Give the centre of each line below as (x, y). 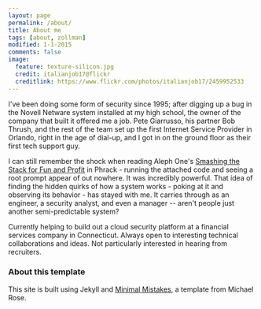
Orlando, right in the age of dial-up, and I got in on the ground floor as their (130, 137)
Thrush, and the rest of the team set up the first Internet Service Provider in (130, 129)
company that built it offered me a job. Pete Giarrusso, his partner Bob (122, 121)
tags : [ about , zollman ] (47, 37)
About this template (47, 272)
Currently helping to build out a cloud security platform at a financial (119, 226)
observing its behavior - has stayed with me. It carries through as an (119, 195)
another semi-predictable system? (64, 211)
